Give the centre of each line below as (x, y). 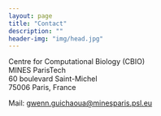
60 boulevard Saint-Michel (53, 79)
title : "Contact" (38, 24)
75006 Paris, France (42, 88)
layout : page (30, 16)
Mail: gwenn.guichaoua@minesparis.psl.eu (80, 103)
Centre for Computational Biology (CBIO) (77, 62)
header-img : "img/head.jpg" (56, 39)
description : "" (36, 31)
